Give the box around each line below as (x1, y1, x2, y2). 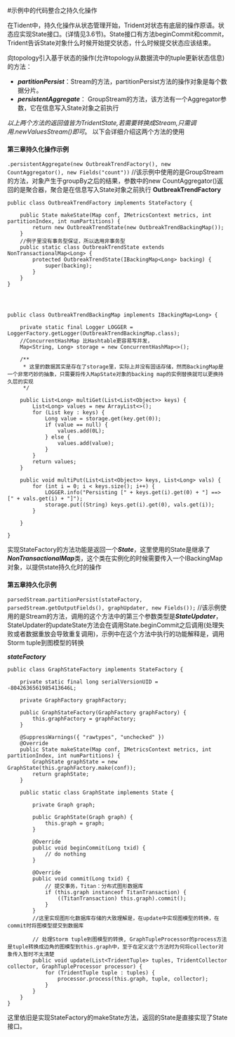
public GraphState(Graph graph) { (32, 814, 133, 821)
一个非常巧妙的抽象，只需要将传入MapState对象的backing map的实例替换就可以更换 (7, 371, 219, 378)
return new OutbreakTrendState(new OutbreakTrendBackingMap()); (32, 224, 224, 231)
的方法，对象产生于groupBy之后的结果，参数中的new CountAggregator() (7, 176, 217, 185)
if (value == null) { (44, 421, 109, 429)
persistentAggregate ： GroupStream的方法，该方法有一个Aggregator (17, 95, 221, 103)
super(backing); (44, 262, 93, 269)
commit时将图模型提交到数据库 (7, 922, 84, 929)
